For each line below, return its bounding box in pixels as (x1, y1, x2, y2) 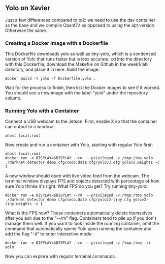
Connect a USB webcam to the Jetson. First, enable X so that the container (5, 118, 158, 124)
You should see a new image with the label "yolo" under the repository (5, 90, 148, 96)
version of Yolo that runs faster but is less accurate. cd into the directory (5, 56, 152, 62)
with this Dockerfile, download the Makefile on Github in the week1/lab (5, 61, 148, 67)
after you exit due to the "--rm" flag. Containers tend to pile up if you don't (5, 215, 157, 221)
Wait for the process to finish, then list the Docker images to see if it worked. (5, 85, 161, 90)
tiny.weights (5, 202, 32, 206)
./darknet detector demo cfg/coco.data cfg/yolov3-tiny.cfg (5, 197, 132, 202)
